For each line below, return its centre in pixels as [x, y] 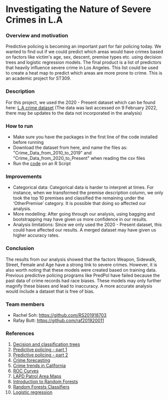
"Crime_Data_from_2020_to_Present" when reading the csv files [79, 158]
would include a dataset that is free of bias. [50, 291]
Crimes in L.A [34, 20]
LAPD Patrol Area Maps [37, 376]
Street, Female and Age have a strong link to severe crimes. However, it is [81, 265]
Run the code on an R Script [42, 163]
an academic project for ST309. [38, 78]
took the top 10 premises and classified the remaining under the [78, 198]
